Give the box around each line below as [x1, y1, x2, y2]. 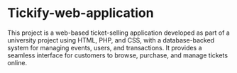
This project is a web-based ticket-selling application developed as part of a [7, 28, 231, 37]
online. [7, 58, 27, 67]
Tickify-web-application [7, 5, 154, 21]
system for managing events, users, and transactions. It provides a [7, 43, 202, 52]
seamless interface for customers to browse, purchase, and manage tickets [7, 51, 228, 60]
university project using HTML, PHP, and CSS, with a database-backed [7, 35, 215, 44]
